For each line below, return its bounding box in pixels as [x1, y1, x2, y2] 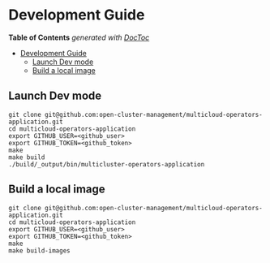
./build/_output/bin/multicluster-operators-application [8, 160, 205, 168]
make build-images [8, 246, 71, 255]
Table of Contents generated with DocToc [8, 32, 150, 42]
